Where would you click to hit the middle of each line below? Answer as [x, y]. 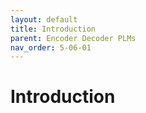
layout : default [44, 19]
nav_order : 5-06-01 [51, 47]
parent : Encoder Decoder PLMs [73, 38]
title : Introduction [53, 29]
